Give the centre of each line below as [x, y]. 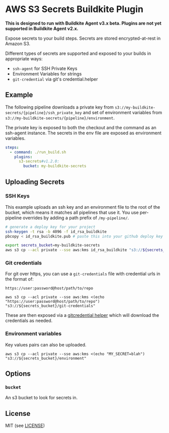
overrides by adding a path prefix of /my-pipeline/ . [76, 218]
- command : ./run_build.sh [38, 152]
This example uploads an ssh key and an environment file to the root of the [83, 207]
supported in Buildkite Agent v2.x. [42, 28]
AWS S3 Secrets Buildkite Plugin [74, 9]
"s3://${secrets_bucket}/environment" [46, 358]
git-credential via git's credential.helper [55, 79]
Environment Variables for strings [47, 73]
